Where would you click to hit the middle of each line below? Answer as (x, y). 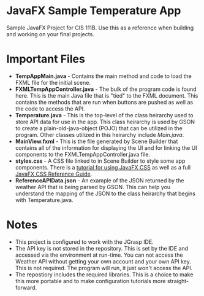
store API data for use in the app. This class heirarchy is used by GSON (105, 122)
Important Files (46, 59)
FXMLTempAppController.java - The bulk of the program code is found (106, 89)
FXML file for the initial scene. (53, 82)
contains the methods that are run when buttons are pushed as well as (104, 102)
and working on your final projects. (51, 34)
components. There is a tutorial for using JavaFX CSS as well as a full (103, 167)
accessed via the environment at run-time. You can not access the (99, 255)
